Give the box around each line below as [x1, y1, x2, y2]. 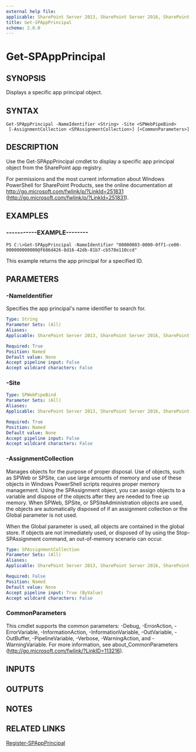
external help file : [6, 8, 57, 15]
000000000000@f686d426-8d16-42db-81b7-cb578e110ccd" [6, 247, 137, 253]
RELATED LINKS [6, 724, 66, 734]
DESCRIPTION [6, 142, 59, 152]
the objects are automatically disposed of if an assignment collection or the [6, 505, 188, 512]
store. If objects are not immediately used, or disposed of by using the [6, 529, 176, 536]
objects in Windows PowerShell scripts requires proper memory [6, 480, 160, 487]
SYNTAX [6, 106, 39, 116]
